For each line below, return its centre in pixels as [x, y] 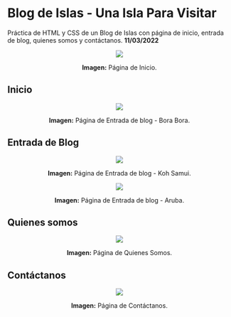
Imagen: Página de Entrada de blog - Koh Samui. [119, 173]
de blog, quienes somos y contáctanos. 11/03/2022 [83, 40]
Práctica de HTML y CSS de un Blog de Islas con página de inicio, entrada [116, 33]
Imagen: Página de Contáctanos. [119, 306]
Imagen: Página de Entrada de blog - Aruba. [119, 200]
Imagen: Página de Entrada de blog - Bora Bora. [119, 120]
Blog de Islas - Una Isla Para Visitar [112, 13]
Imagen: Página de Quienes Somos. [119, 253]
